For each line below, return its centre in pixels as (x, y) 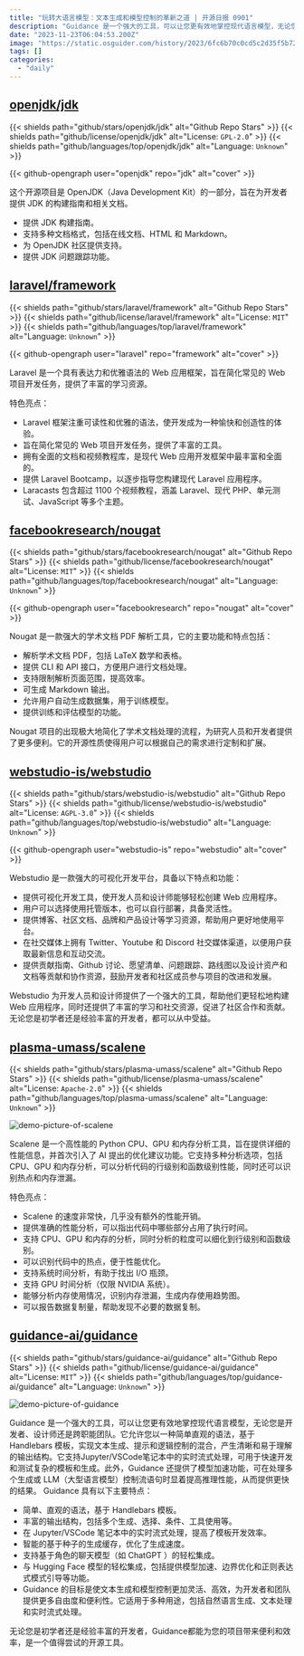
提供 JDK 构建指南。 (61, 222)
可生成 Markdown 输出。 (68, 690)
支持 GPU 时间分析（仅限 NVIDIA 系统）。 (98, 1284)
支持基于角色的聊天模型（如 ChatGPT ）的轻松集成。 (121, 1555)
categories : (32, 60)
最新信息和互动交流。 (70, 954)
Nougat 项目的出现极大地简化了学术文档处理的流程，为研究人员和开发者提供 (151, 732)
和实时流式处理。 (54, 1612)
